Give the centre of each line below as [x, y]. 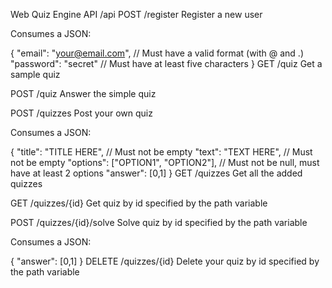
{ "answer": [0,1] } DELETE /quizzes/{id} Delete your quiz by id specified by [165, 261]
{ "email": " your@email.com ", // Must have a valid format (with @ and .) [157, 53]
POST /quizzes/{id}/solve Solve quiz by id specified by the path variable [159, 222]
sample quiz [35, 74]
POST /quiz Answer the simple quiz [83, 93]
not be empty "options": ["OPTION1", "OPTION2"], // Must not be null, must [165, 162]
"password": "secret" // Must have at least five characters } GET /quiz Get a [166, 63]
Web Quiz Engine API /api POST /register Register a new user [136, 14]
